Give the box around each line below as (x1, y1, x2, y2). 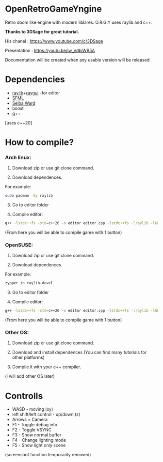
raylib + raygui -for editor (12, 90, 61, 95)
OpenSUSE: (5, 242, 33, 248)
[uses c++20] (5, 120, 33, 125)
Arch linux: (5, 154, 32, 161)
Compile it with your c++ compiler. (12, 364, 81, 370)
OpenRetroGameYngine (5, 3, 102, 15)
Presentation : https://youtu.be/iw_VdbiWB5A (5, 47, 96, 53)
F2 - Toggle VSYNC (12, 427, 52, 433)
